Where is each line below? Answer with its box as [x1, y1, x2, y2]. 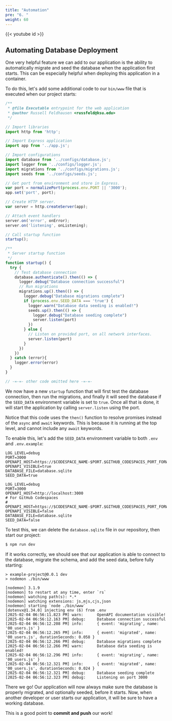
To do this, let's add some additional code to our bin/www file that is [5, 85, 146, 92]
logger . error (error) [14, 360, 58, 366]
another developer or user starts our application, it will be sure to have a [5, 694, 157, 701]
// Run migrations [18, 284, 58, 289]
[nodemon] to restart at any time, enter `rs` [5, 590, 106, 595]
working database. [5, 700, 45, 706]
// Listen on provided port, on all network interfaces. [28, 332, 153, 337]
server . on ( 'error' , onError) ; [5, 218, 70, 223]
